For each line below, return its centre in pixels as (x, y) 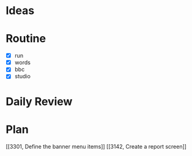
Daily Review (39, 101)
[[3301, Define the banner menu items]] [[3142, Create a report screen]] (96, 146)
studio (23, 76)
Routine (26, 39)
